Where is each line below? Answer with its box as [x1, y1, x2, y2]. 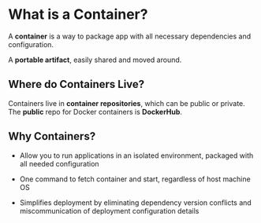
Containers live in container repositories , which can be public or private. [8, 98, 246, 108]
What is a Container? [8, 5, 148, 24]
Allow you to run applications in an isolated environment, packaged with [19, 151, 254, 160]
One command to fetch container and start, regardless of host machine [19, 174, 251, 184]
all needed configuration [19, 159, 100, 168]
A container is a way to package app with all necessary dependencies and [8, 31, 252, 41]
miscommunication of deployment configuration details [19, 206, 199, 215]
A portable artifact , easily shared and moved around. [8, 55, 182, 64]
